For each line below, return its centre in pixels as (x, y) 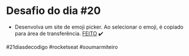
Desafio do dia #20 (53, 11)
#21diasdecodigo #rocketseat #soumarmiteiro (62, 47)
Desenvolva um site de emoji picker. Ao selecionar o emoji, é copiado (99, 27)
